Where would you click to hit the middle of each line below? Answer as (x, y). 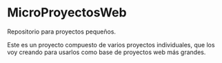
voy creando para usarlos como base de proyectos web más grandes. (107, 52)
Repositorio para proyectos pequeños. (61, 32)
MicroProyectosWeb (67, 13)
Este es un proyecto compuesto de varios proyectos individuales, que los (111, 45)
